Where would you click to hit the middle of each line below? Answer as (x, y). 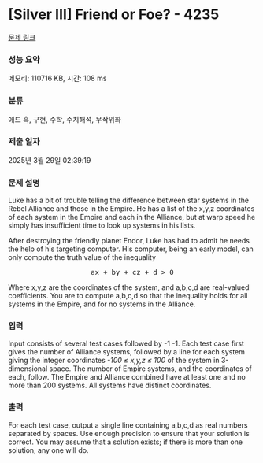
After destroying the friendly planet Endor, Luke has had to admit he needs (129, 241)
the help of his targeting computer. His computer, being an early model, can (131, 249)
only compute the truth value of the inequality (82, 257)
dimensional (28, 369)
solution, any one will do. (48, 450)
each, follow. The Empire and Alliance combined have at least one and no (127, 377)
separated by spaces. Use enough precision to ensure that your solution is (129, 433)
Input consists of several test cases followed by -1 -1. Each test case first (126, 343)
